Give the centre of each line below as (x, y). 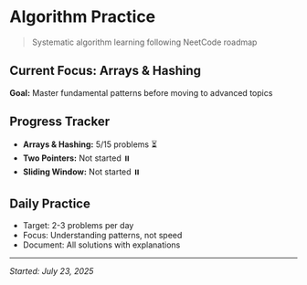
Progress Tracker (60, 122)
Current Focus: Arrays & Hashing (106, 71)
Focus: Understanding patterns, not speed (102, 236)
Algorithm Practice (83, 17)
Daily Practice (50, 203)
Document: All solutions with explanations (101, 245)
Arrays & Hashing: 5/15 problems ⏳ (90, 144)
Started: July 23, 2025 (52, 271)
